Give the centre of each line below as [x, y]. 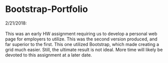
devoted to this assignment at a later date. [49, 55]
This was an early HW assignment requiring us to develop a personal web [81, 33]
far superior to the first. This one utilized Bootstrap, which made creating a [82, 44]
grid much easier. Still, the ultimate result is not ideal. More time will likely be [84, 49]
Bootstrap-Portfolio [47, 9]
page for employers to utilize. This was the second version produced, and [81, 39]
